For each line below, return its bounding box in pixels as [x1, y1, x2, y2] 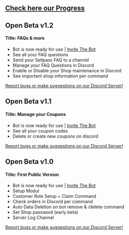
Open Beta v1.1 [5, 97, 52, 106]
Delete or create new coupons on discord [12, 133, 99, 139]
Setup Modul [12, 188, 39, 194]
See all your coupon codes [12, 128, 68, 134]
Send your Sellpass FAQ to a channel [12, 57, 89, 63]
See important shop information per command [12, 73, 108, 79]
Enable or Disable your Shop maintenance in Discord [12, 67, 121, 73]
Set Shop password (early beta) [12, 209, 79, 215]
